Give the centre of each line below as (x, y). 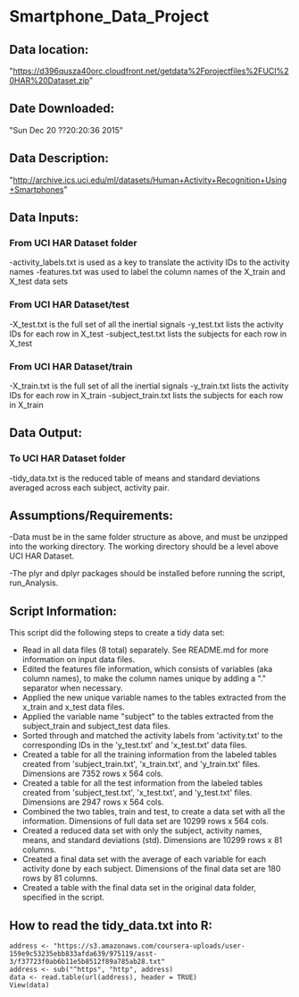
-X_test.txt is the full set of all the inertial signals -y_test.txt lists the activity (146, 324)
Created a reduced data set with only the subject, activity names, (142, 831)
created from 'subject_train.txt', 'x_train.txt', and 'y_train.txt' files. (141, 764)
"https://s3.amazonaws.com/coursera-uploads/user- (149, 946)
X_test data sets (39, 281)
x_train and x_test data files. (73, 707)
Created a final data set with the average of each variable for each (144, 859)
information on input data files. (79, 660)
